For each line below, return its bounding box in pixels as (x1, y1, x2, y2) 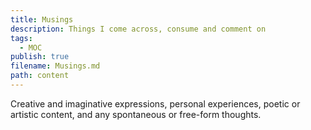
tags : (10, 33, 33, 43)
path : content (10, 71, 70, 81)
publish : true (10, 52, 70, 62)
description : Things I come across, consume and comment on (10, 24, 267, 34)
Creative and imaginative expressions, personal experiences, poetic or (10, 97, 301, 110)
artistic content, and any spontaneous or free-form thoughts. (10, 108, 262, 120)
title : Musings (10, 14, 74, 25)
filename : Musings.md (10, 61, 101, 71)
